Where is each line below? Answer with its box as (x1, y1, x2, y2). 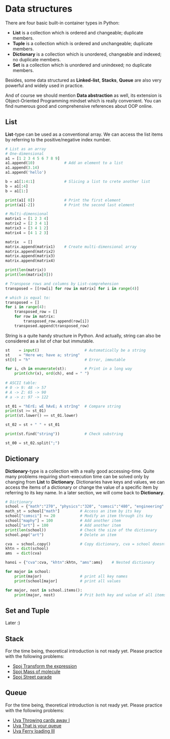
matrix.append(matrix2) (5, 249, 56, 254)
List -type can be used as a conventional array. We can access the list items (5, 131, 163, 137)
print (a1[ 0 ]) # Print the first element (5, 198, 121, 203)
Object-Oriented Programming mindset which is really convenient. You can (5, 97, 161, 104)
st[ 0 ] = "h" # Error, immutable (5, 357, 125, 362)
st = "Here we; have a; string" (5, 353, 80, 358)
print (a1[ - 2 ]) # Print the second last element (5, 202, 135, 208)
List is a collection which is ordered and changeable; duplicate (12, 29, 143, 35)
